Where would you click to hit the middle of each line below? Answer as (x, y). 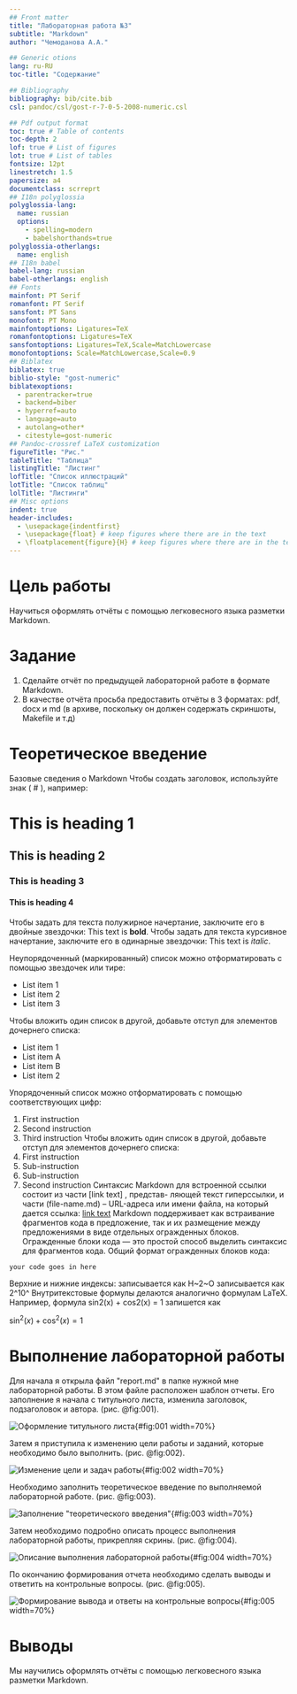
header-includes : (41, 518)
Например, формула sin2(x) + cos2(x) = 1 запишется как (115, 1302)
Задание (43, 656)
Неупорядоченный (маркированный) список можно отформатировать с (146, 958)
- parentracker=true (55, 395)
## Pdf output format (49, 123)
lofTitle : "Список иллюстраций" (69, 477)
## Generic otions (43, 58)
